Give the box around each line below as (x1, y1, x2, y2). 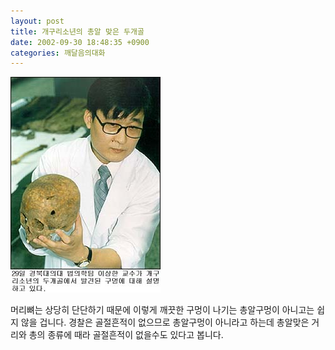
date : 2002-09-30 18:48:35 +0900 (10, 37, 150, 47)
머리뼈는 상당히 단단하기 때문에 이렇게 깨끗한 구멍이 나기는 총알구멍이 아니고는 (10, 304, 315, 316)
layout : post (10, 16, 65, 26)
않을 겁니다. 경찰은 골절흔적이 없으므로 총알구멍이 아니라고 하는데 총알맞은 (20, 316, 310, 329)
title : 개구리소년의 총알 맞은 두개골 (10, 26, 145, 37)
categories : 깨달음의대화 (10, 48, 106, 58)
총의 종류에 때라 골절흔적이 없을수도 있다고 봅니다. (28, 329, 224, 341)
